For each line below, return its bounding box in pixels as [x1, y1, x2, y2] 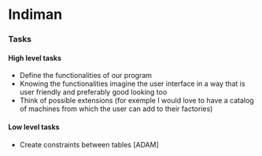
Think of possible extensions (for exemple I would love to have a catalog [19, 96, 254, 106]
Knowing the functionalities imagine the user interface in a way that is [19, 79, 245, 88]
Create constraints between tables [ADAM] [19, 139, 159, 149]
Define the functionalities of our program [19, 71, 152, 80]
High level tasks [8, 53, 61, 62]
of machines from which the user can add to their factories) [19, 104, 213, 113]
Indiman [8, 6, 63, 24]
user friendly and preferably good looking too [19, 87, 168, 97]
